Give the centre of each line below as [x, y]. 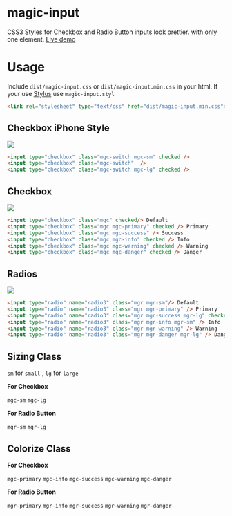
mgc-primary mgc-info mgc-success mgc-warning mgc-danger [89, 479]
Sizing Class [35, 357]
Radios [22, 274]
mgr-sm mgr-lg [27, 427]
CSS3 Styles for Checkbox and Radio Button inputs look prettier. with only [112, 32]
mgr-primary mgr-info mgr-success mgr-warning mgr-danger [89, 506]
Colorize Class [39, 449]
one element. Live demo [41, 39]
